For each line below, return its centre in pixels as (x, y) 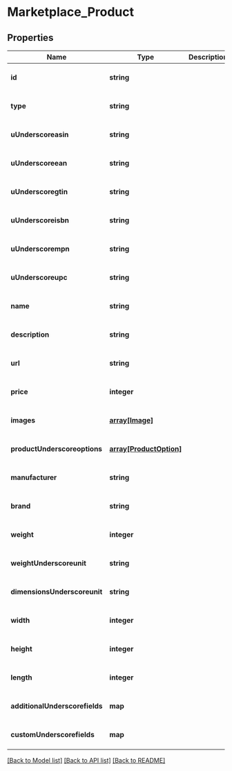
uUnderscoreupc (39, 277)
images (23, 420)
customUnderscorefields (52, 735)
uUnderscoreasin (40, 134)
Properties (30, 38)
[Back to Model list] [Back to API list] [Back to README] (86, 760)
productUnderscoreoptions (56, 449)
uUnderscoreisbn (40, 220)
